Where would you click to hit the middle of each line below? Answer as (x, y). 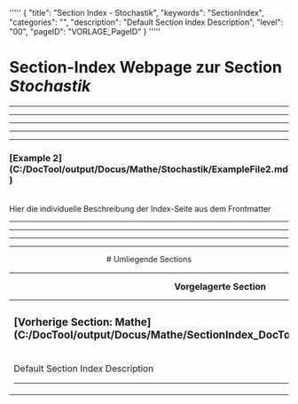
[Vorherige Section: (63, 322)
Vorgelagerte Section (220, 287)
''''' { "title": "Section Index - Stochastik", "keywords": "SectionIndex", (137, 13)
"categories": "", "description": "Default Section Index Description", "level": (146, 22)
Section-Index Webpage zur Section (145, 68)
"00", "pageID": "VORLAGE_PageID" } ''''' (85, 31)
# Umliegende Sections (149, 260)
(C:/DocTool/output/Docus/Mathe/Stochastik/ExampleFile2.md (149, 169)
